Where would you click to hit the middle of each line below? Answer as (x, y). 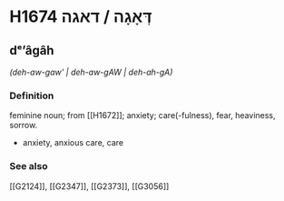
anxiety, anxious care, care (73, 143)
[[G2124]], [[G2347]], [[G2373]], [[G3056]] (89, 186)
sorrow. (24, 126)
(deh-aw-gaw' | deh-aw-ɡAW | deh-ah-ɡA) (91, 72)
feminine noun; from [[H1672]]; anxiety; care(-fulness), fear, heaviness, (142, 116)
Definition (32, 95)
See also (29, 166)
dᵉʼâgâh (32, 50)
